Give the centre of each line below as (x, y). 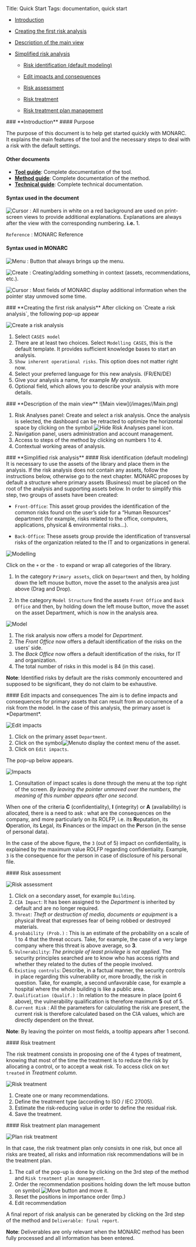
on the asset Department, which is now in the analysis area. (86, 612)
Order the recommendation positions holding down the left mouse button (102, 1184)
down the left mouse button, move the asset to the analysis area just (97, 582)
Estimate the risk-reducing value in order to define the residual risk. (96, 1108)
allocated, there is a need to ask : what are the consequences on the (89, 813)
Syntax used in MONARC (37, 248)
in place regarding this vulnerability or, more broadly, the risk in (91, 976)
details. (23, 392)
